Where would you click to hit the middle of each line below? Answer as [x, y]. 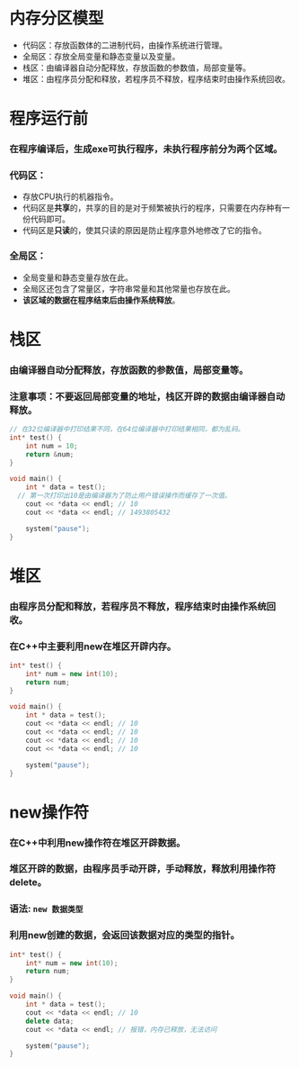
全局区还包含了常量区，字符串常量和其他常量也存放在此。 [128, 288]
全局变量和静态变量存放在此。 [77, 277]
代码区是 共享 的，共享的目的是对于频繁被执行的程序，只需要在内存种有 [152, 208]
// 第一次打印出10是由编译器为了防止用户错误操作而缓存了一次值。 [124, 496]
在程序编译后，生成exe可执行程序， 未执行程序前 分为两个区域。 [146, 149]
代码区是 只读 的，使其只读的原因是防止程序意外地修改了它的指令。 [144, 231]
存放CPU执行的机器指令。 [70, 197]
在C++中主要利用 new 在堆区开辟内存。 [93, 647]
